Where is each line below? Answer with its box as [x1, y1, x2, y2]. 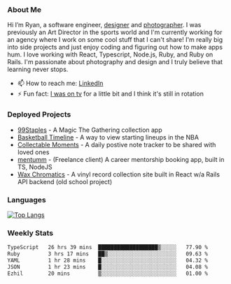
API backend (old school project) [17, 177, 113, 186]
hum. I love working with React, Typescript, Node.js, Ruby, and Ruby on [7, 50, 213, 59]
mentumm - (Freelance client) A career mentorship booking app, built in [17, 155, 225, 163]
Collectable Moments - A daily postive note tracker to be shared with [17, 140, 216, 149]
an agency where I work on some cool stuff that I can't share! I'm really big [7, 36, 223, 44]
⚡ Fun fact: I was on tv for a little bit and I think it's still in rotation [17, 89, 204, 98]
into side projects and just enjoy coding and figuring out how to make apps [7, 43, 223, 52]
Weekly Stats [7, 228, 54, 238]
